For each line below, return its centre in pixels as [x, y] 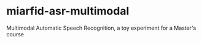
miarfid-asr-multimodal [68, 11]
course [15, 34]
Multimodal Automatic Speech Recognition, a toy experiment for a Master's [101, 28]
